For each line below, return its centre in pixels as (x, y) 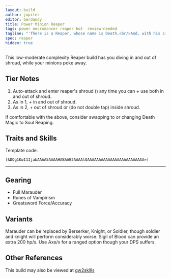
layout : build (20, 10)
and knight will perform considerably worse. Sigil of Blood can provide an (82, 237)
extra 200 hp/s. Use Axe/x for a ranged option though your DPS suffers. (81, 242)
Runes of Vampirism (34, 198)
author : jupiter (22, 15)
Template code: (22, 151)
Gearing (18, 180)
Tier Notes (22, 79)
